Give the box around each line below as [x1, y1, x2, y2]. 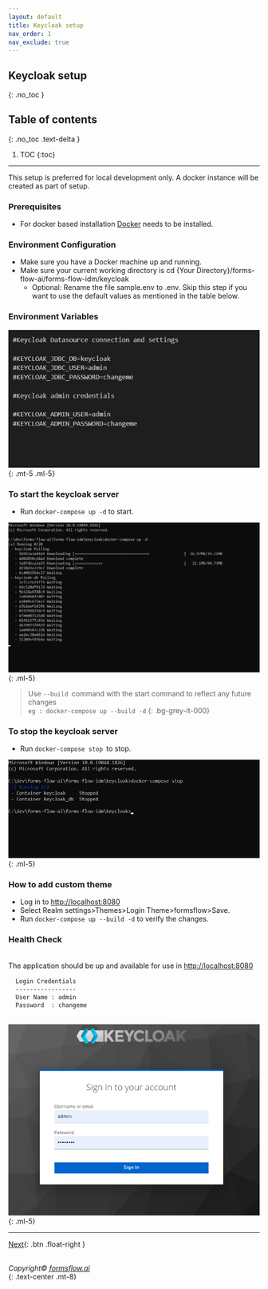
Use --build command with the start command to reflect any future [27, 689, 252, 699]
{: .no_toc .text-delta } [8, 134, 81, 144]
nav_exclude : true [8, 38, 69, 46]
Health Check [8, 934, 62, 946]
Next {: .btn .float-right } [8, 1239, 86, 1249]
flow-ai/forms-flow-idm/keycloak [19, 274, 129, 284]
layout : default [8, 13, 62, 21]
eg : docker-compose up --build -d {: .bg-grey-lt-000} [27, 706, 210, 716]
